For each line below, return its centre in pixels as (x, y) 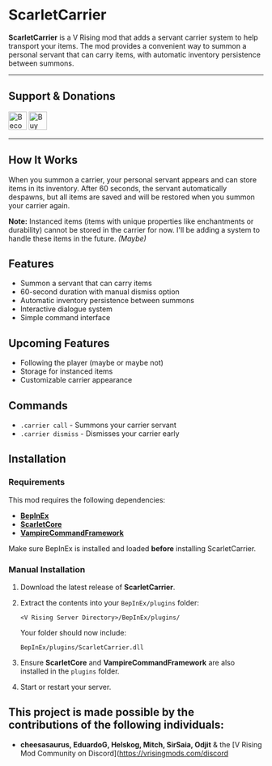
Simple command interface (65, 318)
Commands (38, 406)
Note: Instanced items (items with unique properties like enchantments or (131, 221)
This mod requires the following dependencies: (87, 499)
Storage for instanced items (66, 371)
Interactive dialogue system (66, 309)
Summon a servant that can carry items (86, 283)
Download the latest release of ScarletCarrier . (98, 587)
